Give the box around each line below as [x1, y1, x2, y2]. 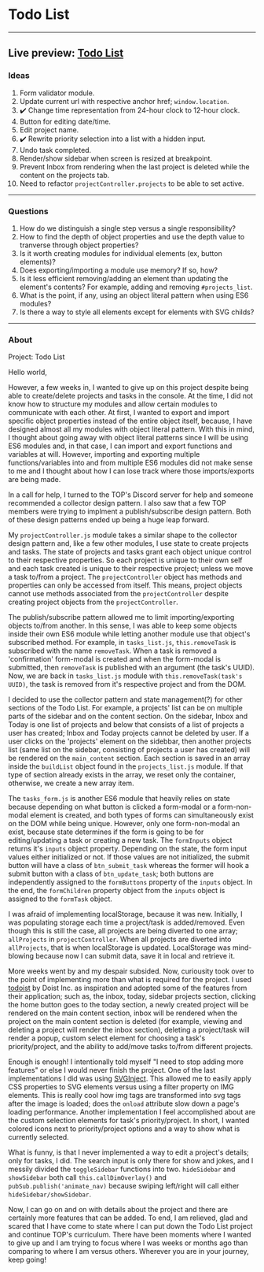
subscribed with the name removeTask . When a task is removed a [8, 646, 218, 655]
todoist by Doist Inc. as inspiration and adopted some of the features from [8, 983, 247, 993]
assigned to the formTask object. [8, 894, 112, 903]
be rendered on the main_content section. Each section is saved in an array [8, 754, 251, 763]
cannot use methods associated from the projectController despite [8, 589, 229, 599]
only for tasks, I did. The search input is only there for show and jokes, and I [8, 1156, 254, 1166]
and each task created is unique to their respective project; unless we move [8, 564, 254, 573]
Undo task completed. [19, 145, 92, 154]
